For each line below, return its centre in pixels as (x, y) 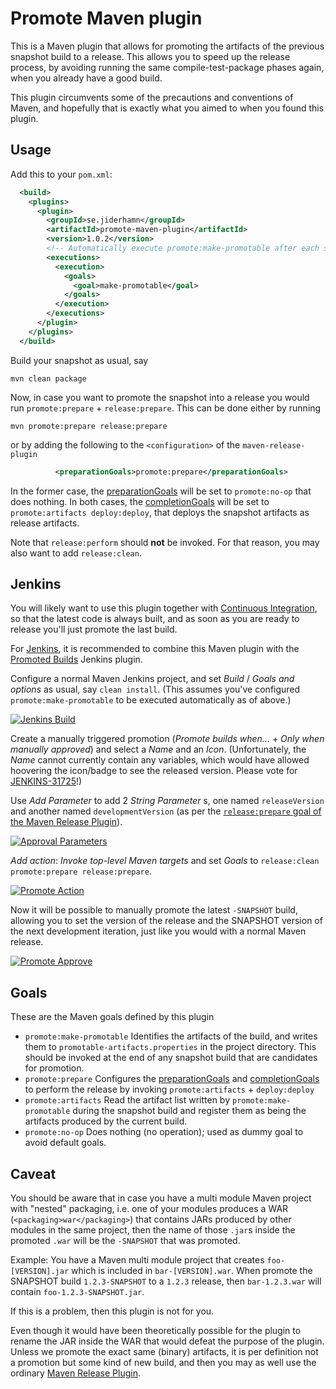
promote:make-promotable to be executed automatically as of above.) (151, 700)
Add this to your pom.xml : (61, 174)
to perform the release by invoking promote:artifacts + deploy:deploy (169, 1089)
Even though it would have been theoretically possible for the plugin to (156, 1330)
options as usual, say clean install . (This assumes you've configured (155, 689)
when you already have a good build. (86, 78)
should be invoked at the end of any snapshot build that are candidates (171, 1058)
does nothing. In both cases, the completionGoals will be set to (140, 501)
